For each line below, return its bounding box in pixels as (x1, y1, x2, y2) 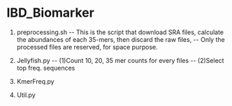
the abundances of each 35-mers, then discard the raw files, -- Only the (16, 35, 225, 43)
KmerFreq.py (16, 77, 55, 85)
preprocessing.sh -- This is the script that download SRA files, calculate (16, 28, 224, 36)
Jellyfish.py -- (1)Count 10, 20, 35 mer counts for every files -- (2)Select (16, 56, 224, 64)
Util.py (16, 91, 36, 99)
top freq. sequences (16, 63, 75, 72)
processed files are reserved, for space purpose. (16, 43, 158, 51)
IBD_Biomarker (6, 5, 95, 21)
